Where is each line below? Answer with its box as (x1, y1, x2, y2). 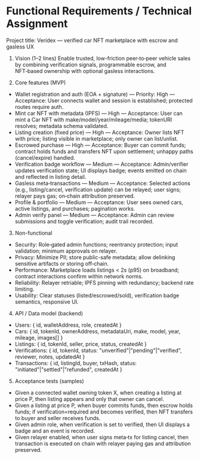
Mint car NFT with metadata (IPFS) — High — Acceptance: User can (14, 110, 183, 117)
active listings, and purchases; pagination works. (14, 205, 136, 212)
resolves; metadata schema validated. (14, 122, 109, 129)
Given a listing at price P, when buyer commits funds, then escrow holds (14, 402, 193, 409)
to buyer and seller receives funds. (14, 414, 101, 421)
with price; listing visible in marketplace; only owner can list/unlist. (14, 135, 179, 142)
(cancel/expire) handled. (14, 154, 76, 161)
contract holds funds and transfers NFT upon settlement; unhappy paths (14, 148, 193, 155)
